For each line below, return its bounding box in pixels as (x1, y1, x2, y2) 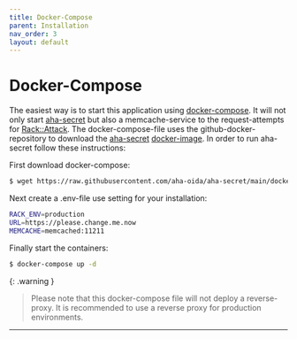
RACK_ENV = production (9, 210, 86, 220)
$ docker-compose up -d (9, 259, 97, 268)
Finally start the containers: (9, 243, 109, 253)
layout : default (9, 37, 69, 47)
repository (9, 134, 47, 144)
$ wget (9, 177, 34, 186)
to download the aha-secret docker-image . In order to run (48, 134, 259, 144)
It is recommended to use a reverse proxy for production (56, 302, 263, 312)
